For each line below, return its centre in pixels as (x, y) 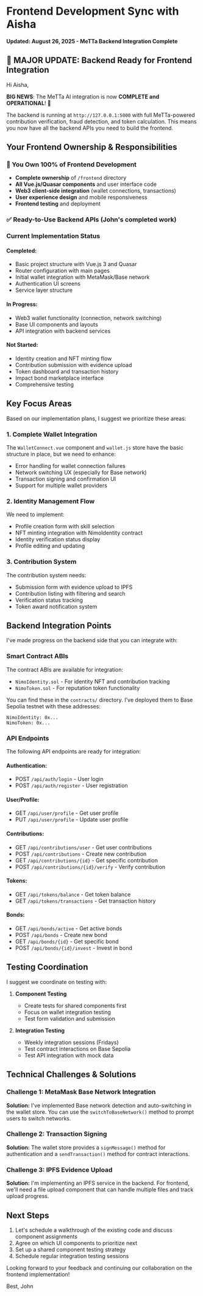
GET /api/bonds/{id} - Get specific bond (67, 942)
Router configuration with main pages (62, 271)
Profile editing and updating (50, 546)
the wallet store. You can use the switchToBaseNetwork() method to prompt (100, 1112)
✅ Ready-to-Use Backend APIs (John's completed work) (91, 220)
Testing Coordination (47, 967)
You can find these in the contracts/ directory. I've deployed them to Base (100, 700)
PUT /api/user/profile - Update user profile (72, 820)
